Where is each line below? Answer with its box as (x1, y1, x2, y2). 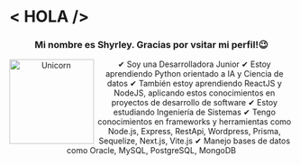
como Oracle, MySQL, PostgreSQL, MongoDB (66, 145, 237, 156)
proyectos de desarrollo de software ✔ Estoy (111, 97, 277, 108)
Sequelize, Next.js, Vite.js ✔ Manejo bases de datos (98, 135, 291, 146)
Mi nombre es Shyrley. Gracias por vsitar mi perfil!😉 (34, 39, 268, 51)
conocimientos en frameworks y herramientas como (97, 116, 292, 127)
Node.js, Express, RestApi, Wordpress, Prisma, (107, 126, 281, 137)
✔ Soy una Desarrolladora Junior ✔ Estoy (117, 59, 272, 69)
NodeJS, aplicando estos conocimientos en (114, 87, 276, 98)
